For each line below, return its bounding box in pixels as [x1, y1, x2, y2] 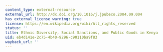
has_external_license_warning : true [5, 16, 82, 21]
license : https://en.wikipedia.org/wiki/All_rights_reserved [5, 21, 136, 26]
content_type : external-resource [5, 7, 75, 12]
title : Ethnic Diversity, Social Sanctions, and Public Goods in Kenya [5, 30, 158, 35]
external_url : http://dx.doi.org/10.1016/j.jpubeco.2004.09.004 [5, 12, 142, 17]
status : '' [5, 26, 28, 31]
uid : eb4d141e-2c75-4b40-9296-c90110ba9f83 [5, 35, 98, 40]
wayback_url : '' [5, 40, 39, 45]
